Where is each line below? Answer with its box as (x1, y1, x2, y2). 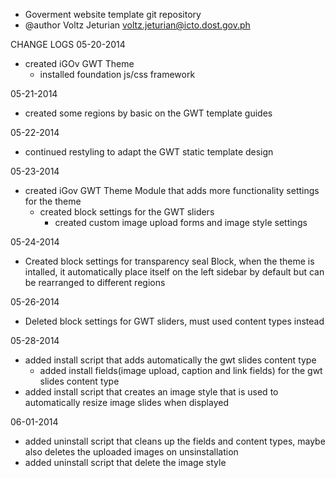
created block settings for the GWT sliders (39, 206, 215, 218)
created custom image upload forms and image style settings (54, 217, 308, 228)
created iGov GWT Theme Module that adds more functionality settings (24, 185, 320, 196)
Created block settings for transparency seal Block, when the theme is (24, 255, 315, 267)
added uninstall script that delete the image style (24, 457, 227, 468)
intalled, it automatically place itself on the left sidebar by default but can (24, 266, 325, 278)
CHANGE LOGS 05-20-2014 (10, 39, 126, 50)
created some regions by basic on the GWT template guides (24, 107, 273, 119)
